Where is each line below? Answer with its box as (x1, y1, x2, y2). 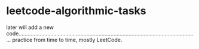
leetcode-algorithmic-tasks (6, 4, 146, 18)
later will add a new (6, 24, 54, 31)
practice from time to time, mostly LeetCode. (12, 36, 123, 43)
